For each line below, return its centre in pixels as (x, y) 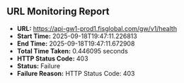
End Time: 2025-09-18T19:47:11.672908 (76, 43)
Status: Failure (39, 65)
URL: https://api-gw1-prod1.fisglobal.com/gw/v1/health (97, 28)
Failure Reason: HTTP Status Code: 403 (76, 73)
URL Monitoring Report (58, 12)
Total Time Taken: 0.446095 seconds (72, 51)
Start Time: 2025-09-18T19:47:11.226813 (77, 36)
